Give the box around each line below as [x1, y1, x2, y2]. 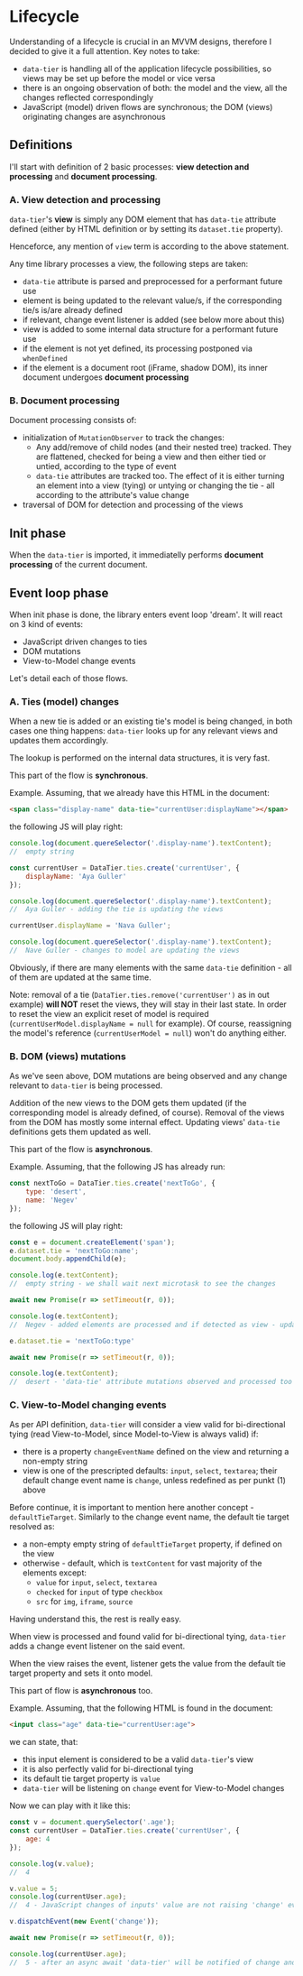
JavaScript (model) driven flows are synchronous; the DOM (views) [22, 101, 273, 112]
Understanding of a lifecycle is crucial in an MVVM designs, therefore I [9, 36, 272, 47]
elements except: [22, 1567, 87, 1578]
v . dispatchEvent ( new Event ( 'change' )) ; [9, 1917, 160, 1926]
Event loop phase [9, 585, 109, 601]
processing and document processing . [9, 171, 158, 181]
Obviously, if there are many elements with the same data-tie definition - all [9, 962, 292, 973]
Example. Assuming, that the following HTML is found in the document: [9, 1703, 273, 1713]
